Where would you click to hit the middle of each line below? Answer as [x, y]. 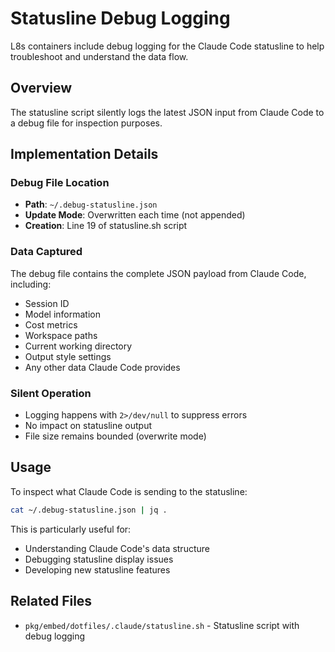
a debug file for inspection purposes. [86, 123]
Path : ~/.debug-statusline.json [91, 204]
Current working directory [78, 346]
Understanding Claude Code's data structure [117, 548]
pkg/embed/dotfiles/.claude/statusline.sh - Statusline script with [162, 625]
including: [31, 284]
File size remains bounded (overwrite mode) [115, 436]
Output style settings [68, 356]
